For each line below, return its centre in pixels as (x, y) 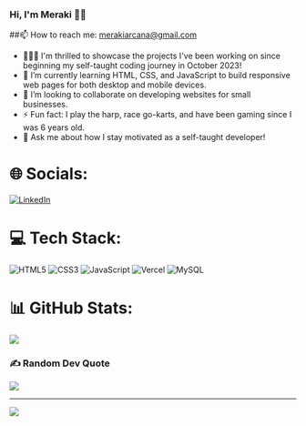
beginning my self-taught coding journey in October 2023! (132, 66)
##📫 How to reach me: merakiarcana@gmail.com (103, 35)
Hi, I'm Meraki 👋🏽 (48, 15)
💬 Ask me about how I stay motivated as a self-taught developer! (144, 137)
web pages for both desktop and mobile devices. (114, 85)
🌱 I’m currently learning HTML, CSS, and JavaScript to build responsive (157, 76)
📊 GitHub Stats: (71, 308)
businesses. (45, 105)
